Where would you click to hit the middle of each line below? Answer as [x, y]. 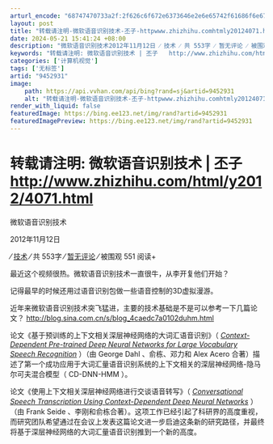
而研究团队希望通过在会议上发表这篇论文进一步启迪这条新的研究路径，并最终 [137, 421]
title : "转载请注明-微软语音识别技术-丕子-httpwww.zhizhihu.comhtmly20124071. [136, 31]
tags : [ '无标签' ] [37, 69]
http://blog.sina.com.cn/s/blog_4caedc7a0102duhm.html [120, 318]
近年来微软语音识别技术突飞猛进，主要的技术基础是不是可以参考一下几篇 [130, 307]
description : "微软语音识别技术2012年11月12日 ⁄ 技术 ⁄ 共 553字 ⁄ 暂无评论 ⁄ [129, 46]
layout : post [32, 23]
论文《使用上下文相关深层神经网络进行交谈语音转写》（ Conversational [127, 391]
